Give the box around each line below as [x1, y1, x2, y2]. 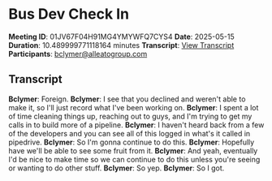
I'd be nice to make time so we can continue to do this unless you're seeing [8, 154, 261, 164]
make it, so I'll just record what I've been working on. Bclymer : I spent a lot [8, 102, 259, 112]
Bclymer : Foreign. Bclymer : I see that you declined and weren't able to [8, 94, 246, 104]
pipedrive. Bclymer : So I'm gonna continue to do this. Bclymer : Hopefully [8, 137, 255, 147]
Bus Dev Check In [8, 5, 130, 24]
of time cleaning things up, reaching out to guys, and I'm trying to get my [8, 111, 253, 121]
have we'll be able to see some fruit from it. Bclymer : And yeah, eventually [8, 145, 258, 155]
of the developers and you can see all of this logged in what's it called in [8, 128, 251, 138]
